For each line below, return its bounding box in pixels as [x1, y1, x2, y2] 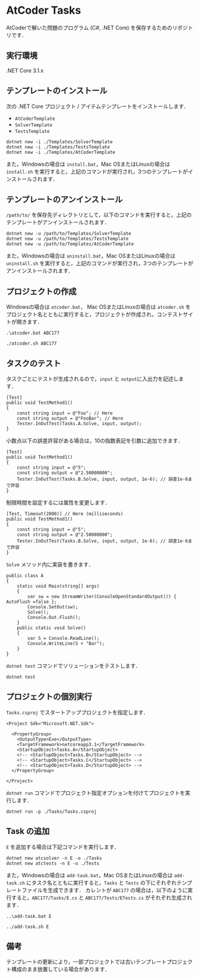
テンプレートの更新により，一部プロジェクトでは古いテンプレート [6, 958, 167, 965]
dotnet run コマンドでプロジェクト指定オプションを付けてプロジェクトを [6, 789, 185, 796]
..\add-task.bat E [6, 913, 52, 919]
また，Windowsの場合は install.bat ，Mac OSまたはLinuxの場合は [6, 160, 170, 168]
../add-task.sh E [6, 924, 49, 930]
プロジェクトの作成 [6, 286, 77, 296]
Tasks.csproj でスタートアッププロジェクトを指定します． [6, 708, 149, 716]
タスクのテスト [6, 358, 61, 369]
